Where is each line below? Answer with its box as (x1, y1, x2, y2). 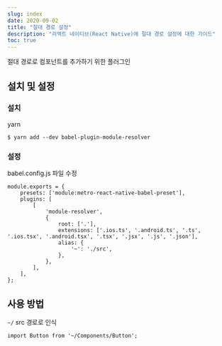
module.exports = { (7, 183, 65, 191)
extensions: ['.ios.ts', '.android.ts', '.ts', (57, 227, 201, 234)
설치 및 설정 (7, 80, 55, 93)
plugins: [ (20, 196, 52, 203)
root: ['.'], (57, 221, 97, 228)
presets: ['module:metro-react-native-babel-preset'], (20, 189, 186, 196)
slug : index (7, 10, 43, 18)
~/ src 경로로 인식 (7, 318, 57, 326)
